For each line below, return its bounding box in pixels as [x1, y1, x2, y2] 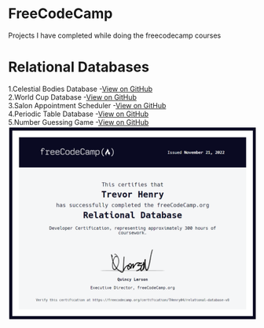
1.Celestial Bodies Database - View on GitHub [8, 84, 153, 93]
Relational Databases [8, 58, 149, 76]
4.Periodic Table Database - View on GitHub [8, 109, 149, 118]
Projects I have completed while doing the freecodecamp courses [8, 31, 222, 40]
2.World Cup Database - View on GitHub [8, 92, 137, 102]
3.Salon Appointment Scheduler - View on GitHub [8, 100, 167, 110]
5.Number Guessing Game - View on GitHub [8, 117, 149, 126]
